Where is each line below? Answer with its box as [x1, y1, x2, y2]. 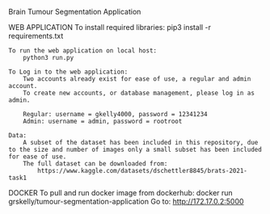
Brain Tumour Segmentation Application [8, 7, 141, 16]
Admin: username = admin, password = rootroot [23, 117, 183, 125]
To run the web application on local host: [8, 47, 158, 55]
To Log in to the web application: [8, 68, 129, 76]
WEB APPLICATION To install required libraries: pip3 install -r [8, 23, 212, 31]
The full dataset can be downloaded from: [23, 160, 168, 168]
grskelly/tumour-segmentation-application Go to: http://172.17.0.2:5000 [8, 197, 244, 206]
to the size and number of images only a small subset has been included [8, 145, 263, 153]
